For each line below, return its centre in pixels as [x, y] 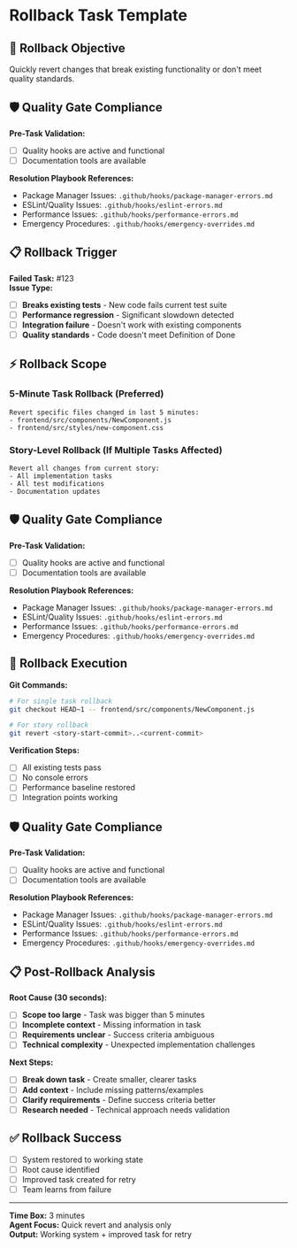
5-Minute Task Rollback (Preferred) [87, 394]
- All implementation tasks [61, 476]
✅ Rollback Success [65, 1138]
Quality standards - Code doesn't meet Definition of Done [129, 335]
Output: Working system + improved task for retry [101, 1234]
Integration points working [70, 797]
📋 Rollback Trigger [63, 253]
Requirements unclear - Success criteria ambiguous [118, 1035]
